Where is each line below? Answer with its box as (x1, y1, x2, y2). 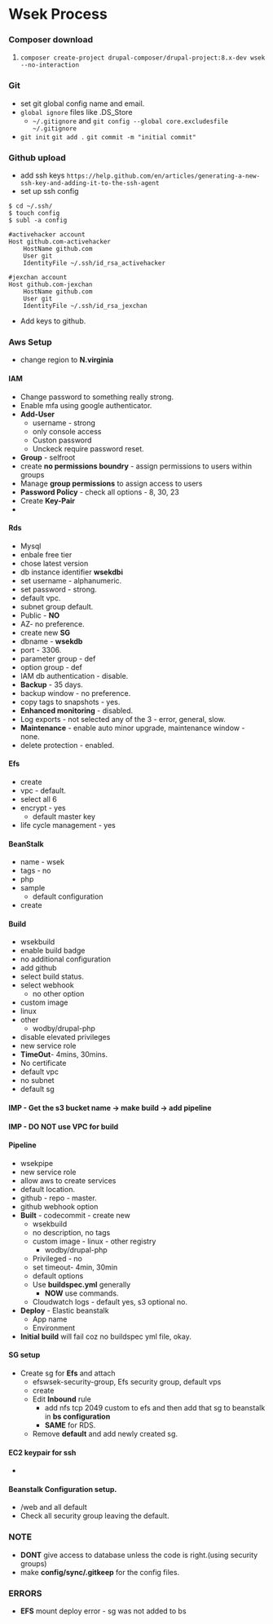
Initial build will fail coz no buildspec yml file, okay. (20, 1331, 192, 1341)
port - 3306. (20, 645, 62, 654)
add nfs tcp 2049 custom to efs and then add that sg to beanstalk (44, 1402, 266, 1412)
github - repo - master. (20, 1193, 97, 1203)
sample (20, 883, 46, 893)
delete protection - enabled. (20, 740, 115, 750)
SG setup (8, 1350, 41, 1360)
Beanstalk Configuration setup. (8, 1484, 117, 1494)
